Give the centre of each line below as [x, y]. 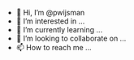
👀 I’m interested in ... [50, 21]
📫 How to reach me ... [54, 47]
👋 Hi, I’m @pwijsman [50, 13]
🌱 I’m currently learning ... [59, 30]
